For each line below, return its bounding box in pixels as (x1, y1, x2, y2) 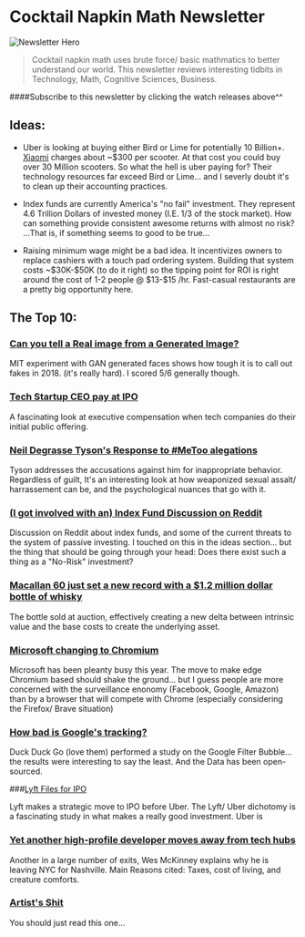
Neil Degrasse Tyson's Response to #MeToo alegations (9, 444, 258, 457)
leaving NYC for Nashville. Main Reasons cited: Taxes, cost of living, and (9, 864, 281, 875)
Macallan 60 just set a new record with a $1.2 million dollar (9, 579, 273, 592)
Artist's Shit (9, 896, 64, 909)
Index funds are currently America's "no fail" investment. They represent (22, 198, 296, 209)
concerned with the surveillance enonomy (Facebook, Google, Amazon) (9, 684, 280, 695)
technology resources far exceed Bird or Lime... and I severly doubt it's (22, 170, 290, 181)
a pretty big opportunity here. (22, 283, 134, 294)
